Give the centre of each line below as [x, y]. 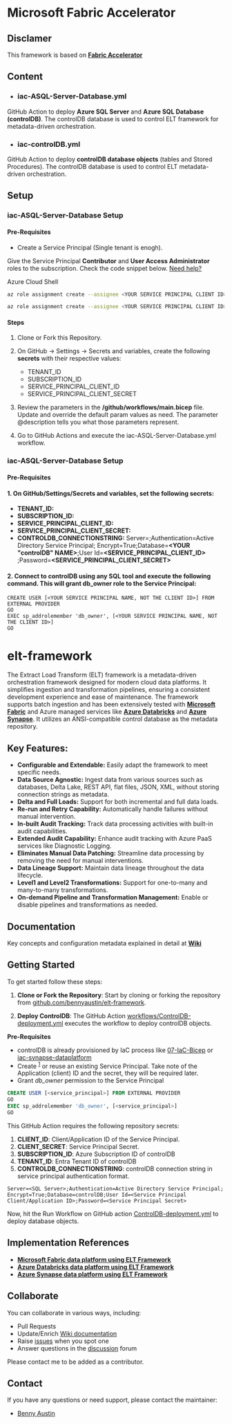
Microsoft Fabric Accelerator [91, 13]
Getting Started [41, 965]
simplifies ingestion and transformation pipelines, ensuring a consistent [109, 690]
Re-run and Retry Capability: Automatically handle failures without [113, 809]
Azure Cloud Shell [33, 281]
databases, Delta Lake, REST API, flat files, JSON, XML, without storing [118, 787]
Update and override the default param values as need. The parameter [118, 415]
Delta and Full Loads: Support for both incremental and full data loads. [118, 802]
